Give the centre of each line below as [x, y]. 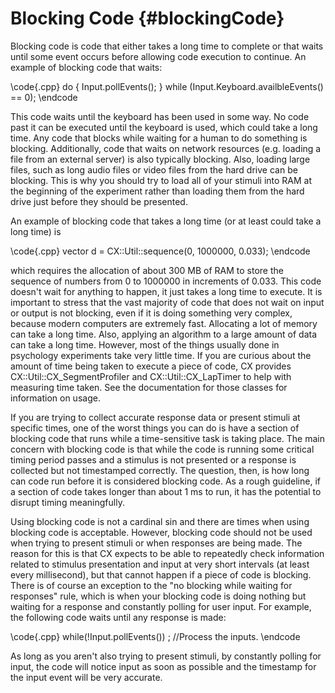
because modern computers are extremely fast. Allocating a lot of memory [164, 323]
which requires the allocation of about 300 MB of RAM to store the [147, 270]
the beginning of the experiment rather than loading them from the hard [157, 191]
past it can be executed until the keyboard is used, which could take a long [164, 127]
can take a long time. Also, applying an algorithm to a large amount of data [164, 334]
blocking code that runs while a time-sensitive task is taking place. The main [167, 438]
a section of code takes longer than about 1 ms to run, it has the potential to [166, 491]
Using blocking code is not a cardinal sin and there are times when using [160, 521]
